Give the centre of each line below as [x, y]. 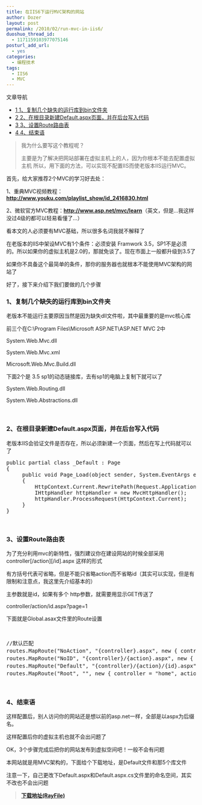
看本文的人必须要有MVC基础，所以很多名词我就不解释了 [76, 231]
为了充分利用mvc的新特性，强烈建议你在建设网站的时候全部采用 [85, 553]
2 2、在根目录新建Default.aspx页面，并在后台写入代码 [82, 118]
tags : [13, 68]
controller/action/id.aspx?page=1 [47, 606]
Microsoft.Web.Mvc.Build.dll [41, 364]
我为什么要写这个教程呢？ [53, 145]
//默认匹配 [20, 644]
